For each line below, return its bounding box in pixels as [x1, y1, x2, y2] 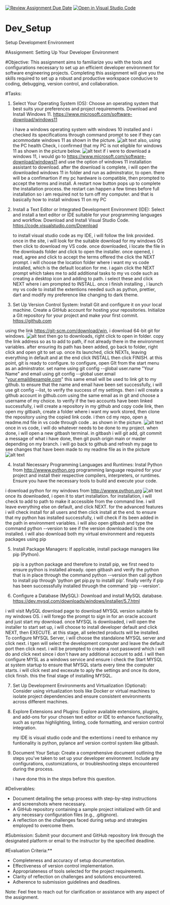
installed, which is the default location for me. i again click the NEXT [12, 265, 155, 271]
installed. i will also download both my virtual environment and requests [5, 531, 155, 537]
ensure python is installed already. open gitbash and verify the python [12, 566, 159, 572]
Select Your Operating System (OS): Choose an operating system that [12, 100, 159, 106]
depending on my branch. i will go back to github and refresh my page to [5, 441, 158, 447]
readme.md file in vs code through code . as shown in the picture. [5, 419, 143, 425]
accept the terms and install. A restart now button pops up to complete [12, 180, 161, 186]
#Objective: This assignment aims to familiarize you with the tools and [5, 59, 152, 65]
